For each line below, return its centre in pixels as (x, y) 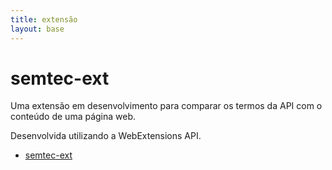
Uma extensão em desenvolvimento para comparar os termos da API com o (166, 106)
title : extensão (44, 19)
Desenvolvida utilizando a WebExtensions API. (106, 136)
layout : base (37, 29)
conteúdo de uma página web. (73, 117)
